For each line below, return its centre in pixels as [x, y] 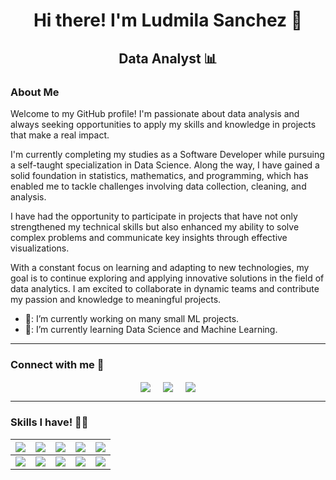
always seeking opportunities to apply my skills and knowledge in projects [163, 124]
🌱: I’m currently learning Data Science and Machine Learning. [151, 329]
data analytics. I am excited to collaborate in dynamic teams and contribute [165, 288]
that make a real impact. [60, 135]
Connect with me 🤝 [57, 364]
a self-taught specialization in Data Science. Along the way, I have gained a [165, 165]
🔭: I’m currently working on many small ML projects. [132, 318]
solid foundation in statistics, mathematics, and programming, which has [159, 175]
